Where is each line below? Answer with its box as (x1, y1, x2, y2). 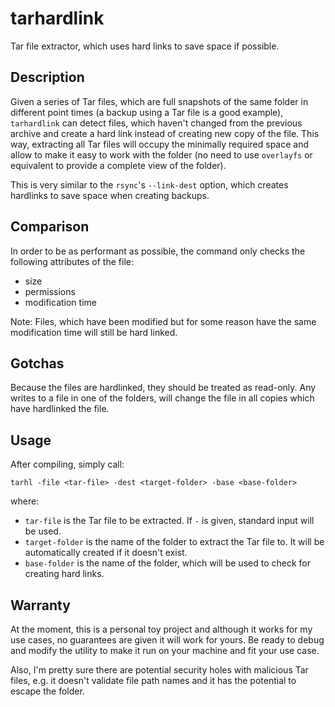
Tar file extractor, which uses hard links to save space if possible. (10, 40, 280, 52)
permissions (24, 285, 76, 297)
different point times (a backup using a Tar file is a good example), (10, 106, 284, 118)
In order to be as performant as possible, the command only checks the (10, 245, 306, 257)
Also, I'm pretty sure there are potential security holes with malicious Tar (10, 664, 309, 676)
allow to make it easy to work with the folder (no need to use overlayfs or (10, 148, 313, 161)
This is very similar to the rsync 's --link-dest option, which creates (10, 178, 289, 191)
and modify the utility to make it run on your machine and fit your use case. (10, 645, 320, 656)
